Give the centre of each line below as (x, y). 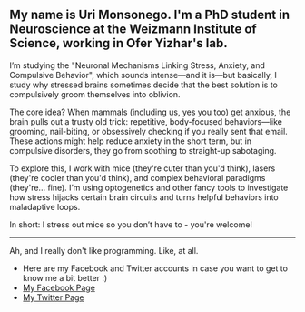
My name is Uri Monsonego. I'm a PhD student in (150, 15)
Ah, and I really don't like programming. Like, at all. (104, 250)
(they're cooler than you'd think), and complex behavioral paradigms (138, 177)
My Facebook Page (59, 287)
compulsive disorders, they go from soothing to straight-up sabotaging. (143, 150)
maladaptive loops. (45, 206)
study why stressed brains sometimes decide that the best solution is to (144, 85)
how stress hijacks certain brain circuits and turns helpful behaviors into (144, 197)
